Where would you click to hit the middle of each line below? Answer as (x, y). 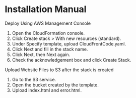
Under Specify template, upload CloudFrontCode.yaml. (69, 43)
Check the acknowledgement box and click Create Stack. (72, 60)
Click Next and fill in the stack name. (50, 49)
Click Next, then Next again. (41, 55)
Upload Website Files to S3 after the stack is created (59, 70)
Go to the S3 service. (34, 79)
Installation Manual (46, 9)
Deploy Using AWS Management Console (48, 23)
